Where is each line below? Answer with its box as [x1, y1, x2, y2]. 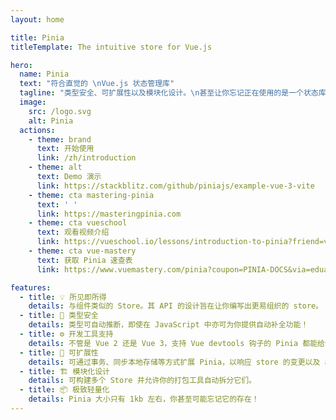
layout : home [10, 14, 65, 25]
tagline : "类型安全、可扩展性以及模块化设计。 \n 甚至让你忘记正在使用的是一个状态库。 [19, 88, 334, 98]
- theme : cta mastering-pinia [28, 190, 155, 200]
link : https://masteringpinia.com [36, 209, 182, 219]
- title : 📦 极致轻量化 [19, 385, 110, 395]
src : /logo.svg [28, 106, 92, 116]
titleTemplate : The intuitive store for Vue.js [10, 42, 213, 52]
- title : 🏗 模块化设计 [19, 366, 110, 376]
